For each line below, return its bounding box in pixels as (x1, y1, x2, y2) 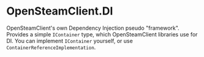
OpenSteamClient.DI (6, 4, 113, 18)
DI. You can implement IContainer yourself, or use (6, 37, 133, 44)
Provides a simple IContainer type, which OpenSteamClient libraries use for (6, 30, 198, 38)
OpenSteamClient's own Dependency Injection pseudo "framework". (6, 24, 179, 32)
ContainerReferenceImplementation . (6, 44, 96, 51)
